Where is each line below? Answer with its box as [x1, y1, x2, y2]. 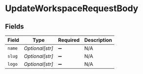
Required [58, 37, 80, 43]
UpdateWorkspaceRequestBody [5, 3, 139, 14]
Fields [5, 22, 24, 31]
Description [84, 37, 112, 43]
